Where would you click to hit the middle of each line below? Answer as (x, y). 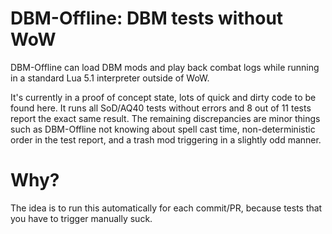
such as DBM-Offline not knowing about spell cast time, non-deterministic (163, 129)
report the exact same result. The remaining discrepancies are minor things (165, 118)
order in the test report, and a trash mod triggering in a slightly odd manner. (166, 139)
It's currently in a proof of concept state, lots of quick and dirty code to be (163, 97)
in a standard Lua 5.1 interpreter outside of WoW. (110, 78)
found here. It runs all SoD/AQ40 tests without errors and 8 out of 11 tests (161, 108)
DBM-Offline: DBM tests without (147, 18)
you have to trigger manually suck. (81, 218)
